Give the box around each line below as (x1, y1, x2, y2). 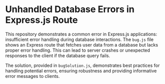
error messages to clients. (5, 73, 60, 79)
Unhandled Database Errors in (5, 4, 135, 15)
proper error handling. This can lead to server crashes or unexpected (5, 47, 150, 53)
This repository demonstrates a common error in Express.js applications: (5, 31, 157, 37)
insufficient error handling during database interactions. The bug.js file (5, 36, 154, 43)
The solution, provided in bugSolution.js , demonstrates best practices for (5, 62, 160, 68)
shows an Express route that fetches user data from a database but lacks (5, 41, 158, 48)
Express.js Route (5, 14, 78, 26)
